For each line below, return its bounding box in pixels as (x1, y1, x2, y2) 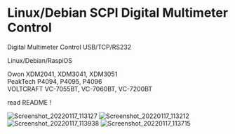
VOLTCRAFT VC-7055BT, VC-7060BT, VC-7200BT (7, 84, 153, 93)
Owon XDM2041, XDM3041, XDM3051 (7, 70, 118, 78)
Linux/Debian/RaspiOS (7, 56, 72, 64)
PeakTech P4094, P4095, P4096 (7, 77, 102, 85)
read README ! (7, 98, 51, 106)
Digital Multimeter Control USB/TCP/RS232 (7, 43, 132, 51)
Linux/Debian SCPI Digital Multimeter (7, 5, 229, 21)
